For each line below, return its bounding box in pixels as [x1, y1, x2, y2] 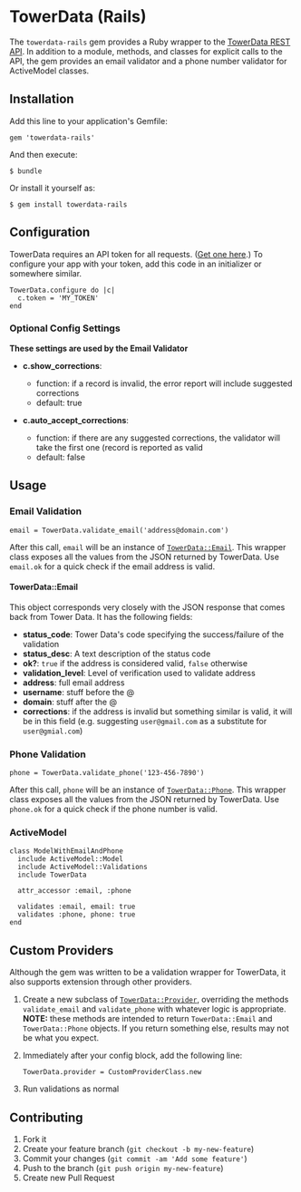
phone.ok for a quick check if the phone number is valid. [9, 804, 218, 815]
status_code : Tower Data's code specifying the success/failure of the [22, 628, 284, 640]
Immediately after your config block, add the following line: [22, 1050, 243, 1061]
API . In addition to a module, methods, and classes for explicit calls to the [9, 45, 283, 56]
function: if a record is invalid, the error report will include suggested [35, 378, 293, 389]
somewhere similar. [9, 267, 83, 278]
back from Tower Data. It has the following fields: [9, 611, 193, 622]
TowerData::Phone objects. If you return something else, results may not [22, 1022, 289, 1034]
